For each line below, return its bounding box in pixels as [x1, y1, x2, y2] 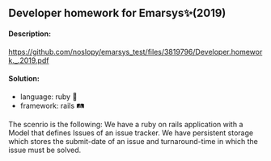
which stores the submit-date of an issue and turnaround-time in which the [8, 136, 259, 146]
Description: [8, 28, 51, 39]
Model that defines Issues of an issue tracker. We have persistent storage [8, 128, 253, 138]
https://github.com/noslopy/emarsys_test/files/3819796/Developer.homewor [8, 47, 263, 56]
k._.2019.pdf [8, 56, 49, 65]
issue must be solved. [8, 145, 82, 155]
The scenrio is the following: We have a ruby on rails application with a [8, 119, 243, 129]
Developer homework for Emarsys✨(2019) [8, 6, 227, 20]
